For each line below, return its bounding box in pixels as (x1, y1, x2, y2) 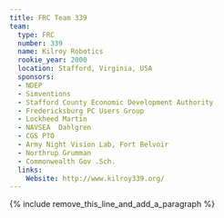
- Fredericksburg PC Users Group (17, 106, 145, 115)
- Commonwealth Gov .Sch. (17, 156, 117, 166)
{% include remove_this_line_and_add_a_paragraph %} (9, 199, 216, 210)
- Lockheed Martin (17, 114, 88, 124)
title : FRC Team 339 (9, 13, 88, 23)
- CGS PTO (17, 132, 55, 141)
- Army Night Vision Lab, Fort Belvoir (17, 140, 169, 149)
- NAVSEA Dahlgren (17, 124, 92, 133)
